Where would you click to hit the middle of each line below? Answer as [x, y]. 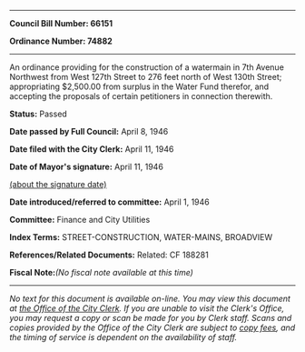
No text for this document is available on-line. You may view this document [150, 298]
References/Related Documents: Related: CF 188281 [109, 255]
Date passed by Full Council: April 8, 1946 [89, 131]
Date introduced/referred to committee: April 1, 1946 [110, 202]
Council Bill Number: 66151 [61, 23]
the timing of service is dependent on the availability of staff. [123, 337]
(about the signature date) [58, 184]
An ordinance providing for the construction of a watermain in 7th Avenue [147, 67]
